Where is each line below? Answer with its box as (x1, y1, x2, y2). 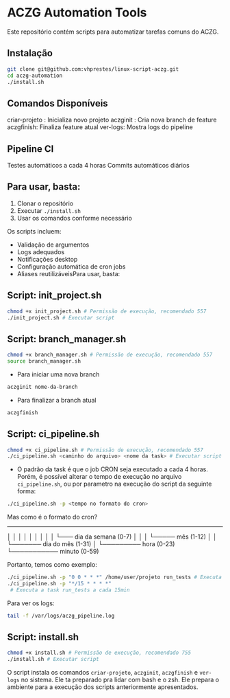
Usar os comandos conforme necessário (16, 214, 132, 222)
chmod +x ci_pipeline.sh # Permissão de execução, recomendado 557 (7, 447, 204, 453)
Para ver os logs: (7, 599, 55, 607)
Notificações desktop (16, 255, 78, 263)
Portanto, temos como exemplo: (7, 561, 97, 569)
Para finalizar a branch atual (16, 396, 97, 404)
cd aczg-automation (7, 72, 63, 79)
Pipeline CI (7, 143, 54, 155)
